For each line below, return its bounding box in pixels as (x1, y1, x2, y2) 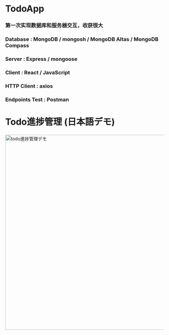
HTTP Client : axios (5, 82, 53, 90)
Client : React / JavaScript (5, 69, 70, 76)
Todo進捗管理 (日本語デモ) (5, 116, 115, 127)
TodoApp (5, 3, 44, 15)
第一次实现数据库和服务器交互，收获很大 (5, 22, 103, 29)
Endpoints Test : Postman (5, 96, 69, 103)
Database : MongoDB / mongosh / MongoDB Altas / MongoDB (5, 36, 159, 43)
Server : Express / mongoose (5, 55, 78, 62)
